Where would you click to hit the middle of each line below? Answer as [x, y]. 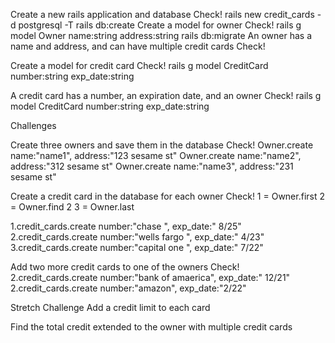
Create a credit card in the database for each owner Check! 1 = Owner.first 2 [167, 196]
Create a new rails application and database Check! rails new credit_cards [162, 14]
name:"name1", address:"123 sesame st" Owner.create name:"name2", [156, 155]
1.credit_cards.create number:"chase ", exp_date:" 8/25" [126, 226]
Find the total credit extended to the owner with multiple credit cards [151, 327]
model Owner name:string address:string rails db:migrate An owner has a [161, 35]
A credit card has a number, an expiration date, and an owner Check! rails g [166, 95]
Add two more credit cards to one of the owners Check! [125, 267]
